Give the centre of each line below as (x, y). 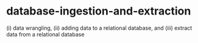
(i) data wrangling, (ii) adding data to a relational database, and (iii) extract (99, 28)
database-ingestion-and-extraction (99, 11)
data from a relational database (45, 34)
